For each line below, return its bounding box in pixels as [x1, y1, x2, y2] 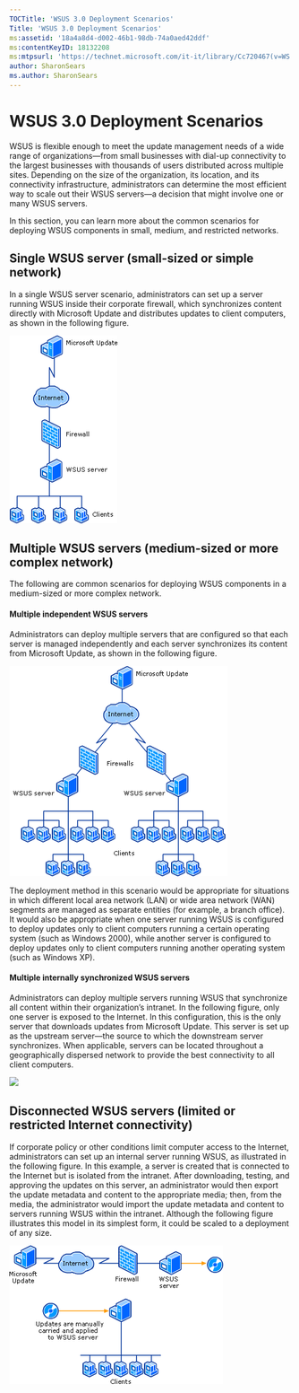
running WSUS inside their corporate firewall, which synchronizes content [9, 298, 282, 309]
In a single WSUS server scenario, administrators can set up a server [9, 288, 264, 300]
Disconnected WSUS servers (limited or [9, 1104, 235, 1119]
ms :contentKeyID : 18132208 [9, 43, 110, 52]
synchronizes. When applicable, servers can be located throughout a [9, 1039, 264, 1050]
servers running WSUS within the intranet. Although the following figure [9, 1208, 274, 1219]
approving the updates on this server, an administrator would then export [9, 1179, 279, 1190]
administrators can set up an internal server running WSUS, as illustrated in [9, 1151, 286, 1161]
